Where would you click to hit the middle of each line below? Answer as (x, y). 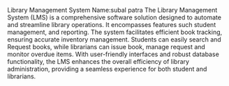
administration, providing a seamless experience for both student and (107, 69)
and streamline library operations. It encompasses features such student (112, 25)
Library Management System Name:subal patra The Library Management (112, 10)
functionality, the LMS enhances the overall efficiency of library (98, 61)
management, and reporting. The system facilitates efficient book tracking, (115, 32)
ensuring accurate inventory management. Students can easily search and (114, 40)
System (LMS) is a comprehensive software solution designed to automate (114, 17)
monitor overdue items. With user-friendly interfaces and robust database (113, 54)
